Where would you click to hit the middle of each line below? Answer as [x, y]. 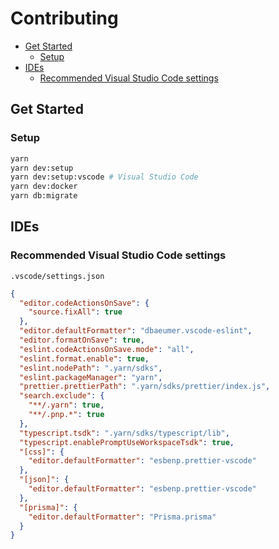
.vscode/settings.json [57, 276]
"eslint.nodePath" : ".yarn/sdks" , [91, 368]
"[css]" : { [42, 452]
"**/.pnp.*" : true [66, 415]
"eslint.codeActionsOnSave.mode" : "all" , [107, 349]
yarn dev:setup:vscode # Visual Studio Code [104, 177]
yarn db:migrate [44, 196]
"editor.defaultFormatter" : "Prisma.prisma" [122, 517]
